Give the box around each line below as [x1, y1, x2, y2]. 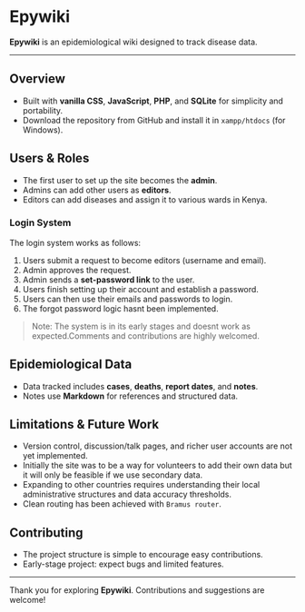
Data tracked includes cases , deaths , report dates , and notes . [22, 380, 259, 391]
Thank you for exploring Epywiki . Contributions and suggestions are [9, 585, 265, 596]
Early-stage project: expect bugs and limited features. [22, 558, 224, 569]
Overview [9, 71, 66, 87]
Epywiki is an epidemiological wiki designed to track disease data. [9, 36, 258, 47]
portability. [22, 104, 64, 115]
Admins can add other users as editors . [22, 184, 172, 195]
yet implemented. [22, 450, 88, 461]
